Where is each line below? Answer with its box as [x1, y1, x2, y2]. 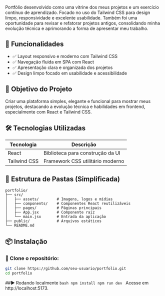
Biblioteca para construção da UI [43, 149, 121, 156]
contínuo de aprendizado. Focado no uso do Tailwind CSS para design [5, 9, 150, 15]
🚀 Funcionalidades [5, 40, 64, 48]
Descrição [71, 141, 96, 148]
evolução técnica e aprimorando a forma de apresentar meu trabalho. [5, 25, 148, 31]
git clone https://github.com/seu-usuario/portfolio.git [5, 266, 126, 271]
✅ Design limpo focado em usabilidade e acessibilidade [12, 70, 127, 76]
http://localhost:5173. [5, 285, 49, 291]
